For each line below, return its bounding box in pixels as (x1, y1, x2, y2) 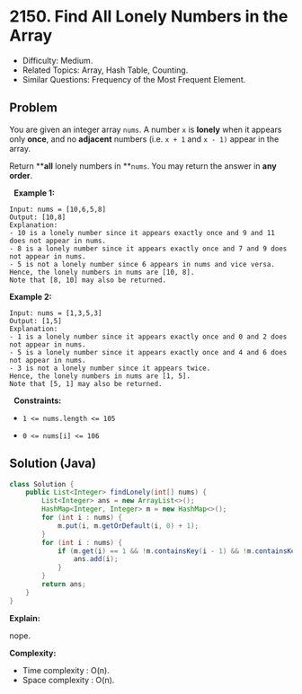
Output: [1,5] (9, 316, 63, 325)
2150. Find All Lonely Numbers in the (9, 6, 289, 27)
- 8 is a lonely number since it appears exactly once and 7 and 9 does (9, 244, 288, 253)
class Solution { (9, 479, 75, 488)
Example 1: (13, 187, 56, 198)
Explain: (9, 612, 40, 623)
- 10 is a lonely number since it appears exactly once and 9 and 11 (9, 228, 276, 237)
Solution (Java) (9, 456, 97, 471)
